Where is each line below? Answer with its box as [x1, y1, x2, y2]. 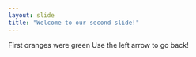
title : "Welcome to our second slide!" [8, 19, 140, 27]
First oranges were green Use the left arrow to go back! [8, 40, 189, 49]
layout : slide [8, 11, 55, 20]
